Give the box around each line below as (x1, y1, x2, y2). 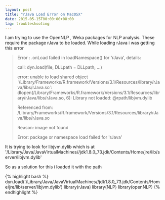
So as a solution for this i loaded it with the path (5, 164, 102, 170)
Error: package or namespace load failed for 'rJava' (17, 134, 123, 140)
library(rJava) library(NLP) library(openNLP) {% (63, 184, 161, 190)
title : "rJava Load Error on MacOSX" (5, 12, 83, 17)
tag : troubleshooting (5, 21, 50, 26)
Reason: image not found (17, 125, 69, 131)
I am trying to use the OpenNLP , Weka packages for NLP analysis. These (5, 35, 155, 41)
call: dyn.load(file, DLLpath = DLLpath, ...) (17, 64, 102, 70)
